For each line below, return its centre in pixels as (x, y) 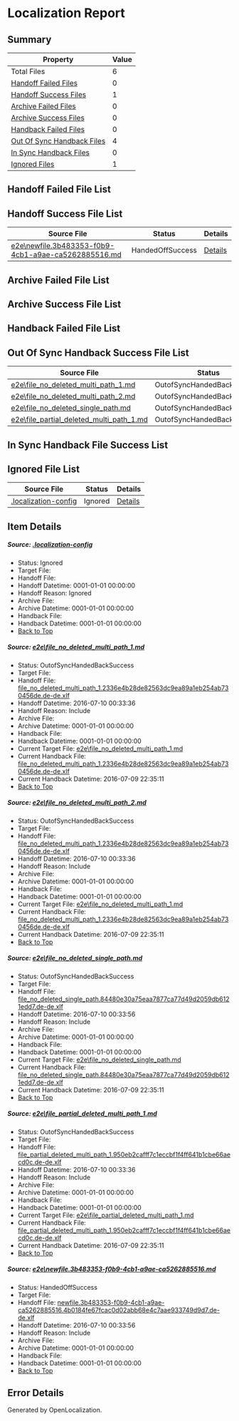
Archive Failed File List (59, 280)
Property (58, 60)
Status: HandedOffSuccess (58, 1287)
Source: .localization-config (50, 545)
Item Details (34, 527)
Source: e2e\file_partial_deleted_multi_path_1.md (83, 1114)
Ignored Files (33, 164)
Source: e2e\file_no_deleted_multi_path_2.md (77, 803)
